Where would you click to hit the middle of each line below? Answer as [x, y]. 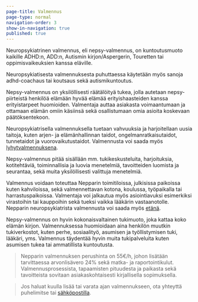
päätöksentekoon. [28, 117]
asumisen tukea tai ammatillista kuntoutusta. [60, 245]
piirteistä [17, 99]
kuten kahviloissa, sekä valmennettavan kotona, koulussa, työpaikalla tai [94, 189]
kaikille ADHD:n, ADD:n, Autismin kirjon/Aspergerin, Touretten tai [85, 57]
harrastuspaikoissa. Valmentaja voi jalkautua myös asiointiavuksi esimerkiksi [99, 196]
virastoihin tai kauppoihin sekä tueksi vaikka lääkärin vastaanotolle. [88, 202]
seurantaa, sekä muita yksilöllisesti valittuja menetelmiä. [74, 171]
